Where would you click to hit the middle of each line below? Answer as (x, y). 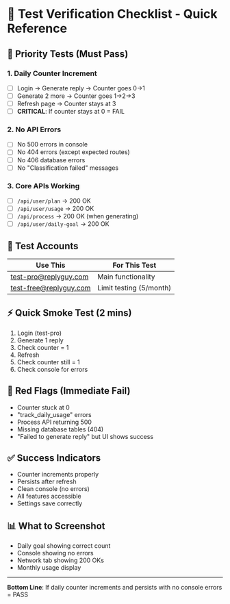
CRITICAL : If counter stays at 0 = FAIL (71, 112)
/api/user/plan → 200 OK (54, 201)
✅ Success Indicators (54, 458)
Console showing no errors (55, 553)
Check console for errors (52, 369)
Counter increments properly (58, 475)
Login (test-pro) (39, 333)
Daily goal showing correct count (64, 546)
